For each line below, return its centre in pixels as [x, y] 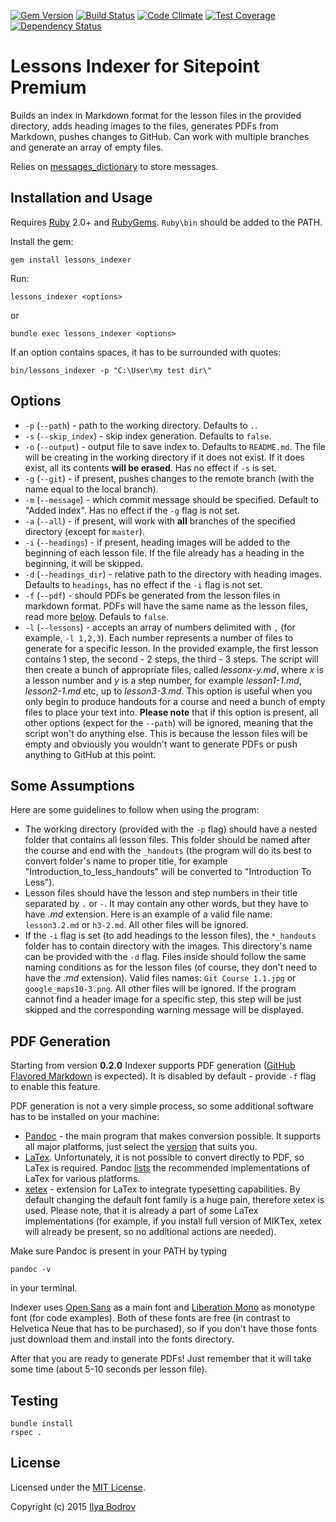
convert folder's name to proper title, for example [126, 861]
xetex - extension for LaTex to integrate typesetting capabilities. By [162, 1189]
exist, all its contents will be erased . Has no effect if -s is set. [150, 467]
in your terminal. [44, 1288]
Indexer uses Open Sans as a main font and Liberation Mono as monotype [163, 1307]
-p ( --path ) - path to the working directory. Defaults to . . [141, 425]
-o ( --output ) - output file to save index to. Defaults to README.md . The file [175, 446]
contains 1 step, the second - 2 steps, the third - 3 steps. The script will [171, 659]
